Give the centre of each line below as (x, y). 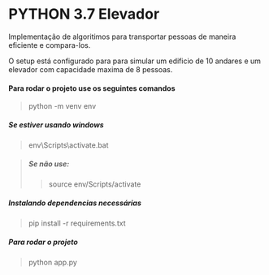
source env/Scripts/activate (95, 184)
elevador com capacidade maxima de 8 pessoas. (91, 69)
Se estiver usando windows (56, 125)
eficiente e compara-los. (50, 45)
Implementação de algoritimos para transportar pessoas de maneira (122, 37)
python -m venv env (62, 106)
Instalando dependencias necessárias (75, 203)
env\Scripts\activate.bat (68, 145)
